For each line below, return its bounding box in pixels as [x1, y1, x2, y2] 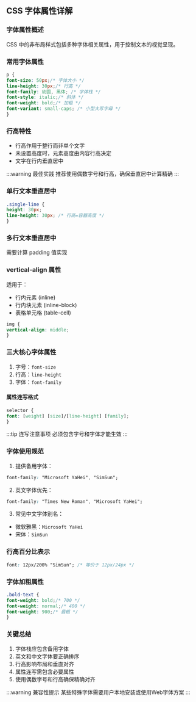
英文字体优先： [15, 486, 53, 493]
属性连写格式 [6, 393, 38, 401]
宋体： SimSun [15, 530, 48, 538]
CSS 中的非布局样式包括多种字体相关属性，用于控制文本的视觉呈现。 [6, 40, 179, 48]
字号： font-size [15, 363, 57, 371]
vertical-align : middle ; [6, 327, 69, 333]
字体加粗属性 [6, 577, 44, 586]
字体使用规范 [6, 447, 44, 456]
